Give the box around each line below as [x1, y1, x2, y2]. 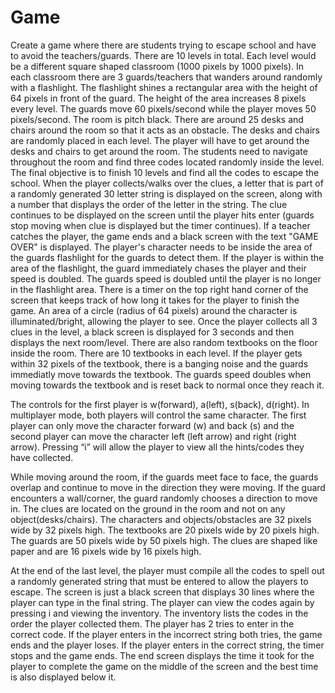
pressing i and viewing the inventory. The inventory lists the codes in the [10, 607, 309, 619]
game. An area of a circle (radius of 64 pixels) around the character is [10, 304, 298, 316]
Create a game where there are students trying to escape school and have [10, 39, 317, 51]
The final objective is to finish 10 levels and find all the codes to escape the [10, 166, 320, 178]
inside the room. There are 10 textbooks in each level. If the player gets [10, 347, 303, 359]
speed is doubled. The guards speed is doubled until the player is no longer [10, 272, 322, 285]
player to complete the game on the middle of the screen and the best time [10, 660, 319, 672]
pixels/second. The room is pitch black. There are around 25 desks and [10, 113, 304, 125]
